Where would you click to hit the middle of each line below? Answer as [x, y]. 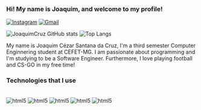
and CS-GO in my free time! [41, 65]
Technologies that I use [41, 80]
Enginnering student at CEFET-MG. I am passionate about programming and [101, 52]
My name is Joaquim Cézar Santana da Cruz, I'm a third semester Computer [101, 46]
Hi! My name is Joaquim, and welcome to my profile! [85, 9]
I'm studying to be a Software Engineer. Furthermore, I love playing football [100, 59]
